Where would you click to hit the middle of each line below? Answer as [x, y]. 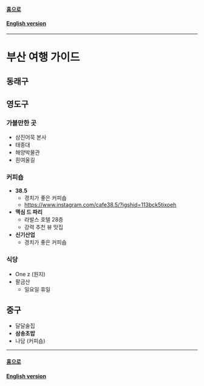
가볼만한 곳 [22, 123]
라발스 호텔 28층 [44, 220]
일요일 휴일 [37, 289]
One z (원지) [30, 274]
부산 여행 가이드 [43, 57]
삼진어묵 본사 [31, 137]
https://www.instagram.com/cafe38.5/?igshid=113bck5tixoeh [100, 205]
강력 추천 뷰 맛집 [44, 227]
